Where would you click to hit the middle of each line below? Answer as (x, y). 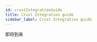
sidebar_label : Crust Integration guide (49, 19)
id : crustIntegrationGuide (34, 10)
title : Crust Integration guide (39, 15)
